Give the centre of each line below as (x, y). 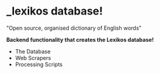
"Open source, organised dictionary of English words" (74, 28)
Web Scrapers (33, 58)
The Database (33, 51)
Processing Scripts (39, 64)
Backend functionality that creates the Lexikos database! (80, 39)
